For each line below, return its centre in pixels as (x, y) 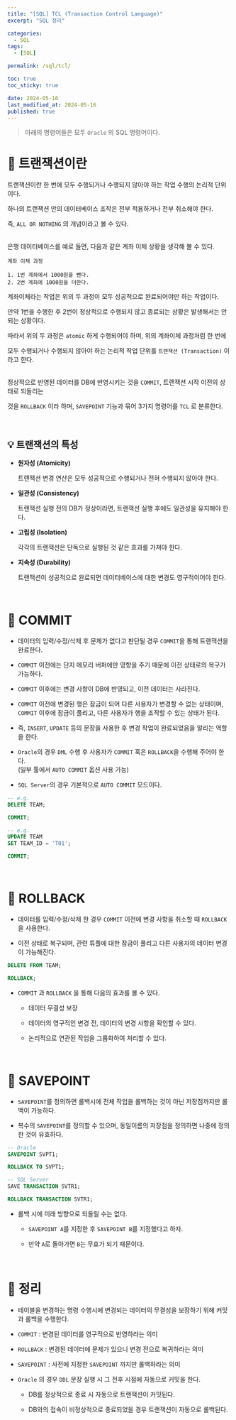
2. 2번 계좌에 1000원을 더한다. (49, 283)
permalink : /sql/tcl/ (39, 66)
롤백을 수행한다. (47, 1318)
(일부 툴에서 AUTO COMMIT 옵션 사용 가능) (73, 769)
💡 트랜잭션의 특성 (43, 444)
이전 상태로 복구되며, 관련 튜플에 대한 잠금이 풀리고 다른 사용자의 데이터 (116, 943)
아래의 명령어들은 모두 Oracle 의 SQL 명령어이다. (92, 133)
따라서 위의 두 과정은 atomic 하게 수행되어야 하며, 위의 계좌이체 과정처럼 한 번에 (117, 336)
